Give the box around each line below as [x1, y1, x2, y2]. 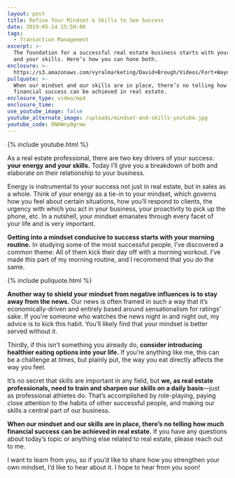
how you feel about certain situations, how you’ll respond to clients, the [7, 197, 213, 205]
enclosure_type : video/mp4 [7, 95, 86, 102]
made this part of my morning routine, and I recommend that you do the [7, 255, 214, 263]
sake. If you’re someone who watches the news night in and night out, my [7, 312, 220, 321]
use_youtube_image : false [7, 108, 83, 115]
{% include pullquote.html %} [7, 276, 92, 284]
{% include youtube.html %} [7, 140, 89, 148]
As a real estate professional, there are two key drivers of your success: [7, 153, 215, 162]
